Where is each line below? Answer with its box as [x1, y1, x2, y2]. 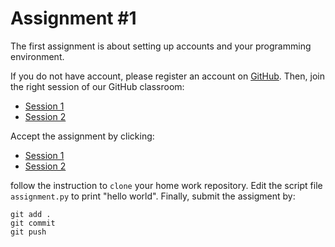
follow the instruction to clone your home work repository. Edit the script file [10, 179, 323, 191]
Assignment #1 [10, 7, 137, 30]
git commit [10, 218, 56, 228]
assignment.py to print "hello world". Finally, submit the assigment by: [10, 190, 296, 202]
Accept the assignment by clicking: [10, 130, 155, 142]
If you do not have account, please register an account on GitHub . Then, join [10, 70, 325, 82]
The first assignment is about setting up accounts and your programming [10, 40, 312, 52]
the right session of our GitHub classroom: [10, 80, 185, 92]
